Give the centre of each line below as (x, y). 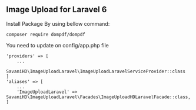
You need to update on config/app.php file (57, 45)
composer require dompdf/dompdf (46, 35)
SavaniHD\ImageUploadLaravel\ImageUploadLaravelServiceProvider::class (96, 71)
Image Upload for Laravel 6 (57, 10)
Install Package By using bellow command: (58, 23)
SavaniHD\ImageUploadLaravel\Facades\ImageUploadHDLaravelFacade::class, (99, 97)
